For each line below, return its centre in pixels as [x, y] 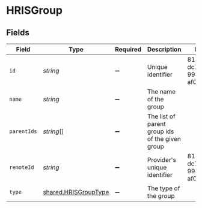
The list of [161, 116]
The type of [164, 188]
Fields [18, 33]
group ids [161, 131]
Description [164, 49]
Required [128, 49]
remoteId [22, 168]
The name [161, 92]
